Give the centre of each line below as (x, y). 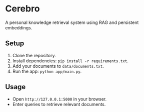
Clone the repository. (34, 55)
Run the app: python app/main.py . (47, 71)
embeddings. (19, 27)
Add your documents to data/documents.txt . (58, 66)
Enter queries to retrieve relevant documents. (59, 104)
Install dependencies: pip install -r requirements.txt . (70, 61)
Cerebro (22, 9)
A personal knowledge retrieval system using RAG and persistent (72, 22)
